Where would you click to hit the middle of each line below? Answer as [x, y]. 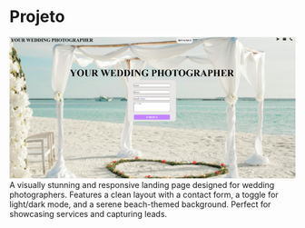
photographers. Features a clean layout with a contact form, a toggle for [144, 194]
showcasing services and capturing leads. [89, 213]
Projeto [37, 17]
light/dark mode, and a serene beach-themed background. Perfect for [140, 204]
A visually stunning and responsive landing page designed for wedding [142, 184]
